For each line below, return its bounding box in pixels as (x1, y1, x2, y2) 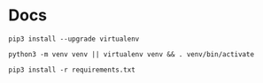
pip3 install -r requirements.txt (8, 65, 136, 74)
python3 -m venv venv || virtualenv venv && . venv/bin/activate (8, 49, 254, 58)
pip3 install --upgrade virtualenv (8, 34, 140, 43)
